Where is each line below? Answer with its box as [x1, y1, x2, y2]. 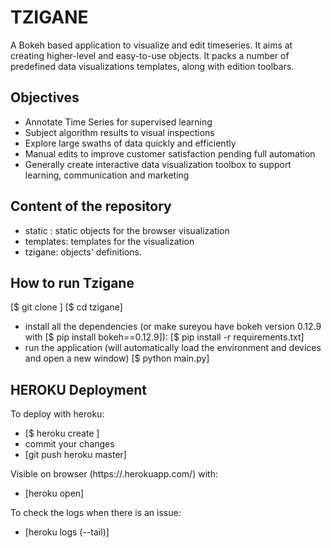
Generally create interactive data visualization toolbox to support [24, 158, 292, 170]
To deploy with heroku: [10, 408, 105, 420]
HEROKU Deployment [10, 381, 148, 398]
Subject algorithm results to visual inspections [24, 126, 215, 138]
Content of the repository [10, 198, 172, 215]
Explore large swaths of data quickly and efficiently [24, 137, 237, 149]
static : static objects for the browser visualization [24, 224, 230, 236]
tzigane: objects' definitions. [24, 246, 142, 258]
